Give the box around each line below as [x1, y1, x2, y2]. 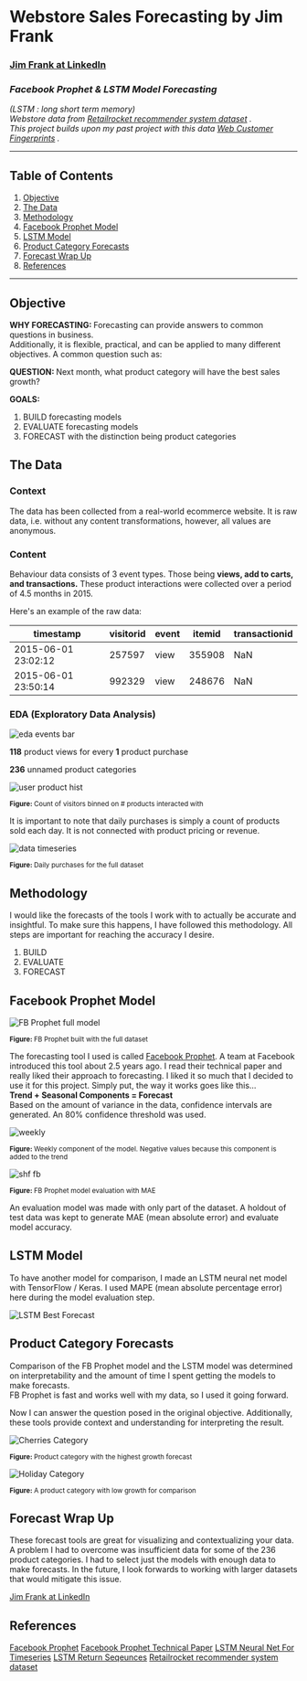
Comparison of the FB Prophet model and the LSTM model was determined [9, 1360, 293, 1371]
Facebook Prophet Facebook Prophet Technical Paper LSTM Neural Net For [9, 1643, 295, 1654]
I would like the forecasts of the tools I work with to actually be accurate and [9, 910, 297, 920]
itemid [193, 628, 221, 641]
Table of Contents [9, 167, 114, 184]
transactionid [233, 628, 293, 641]
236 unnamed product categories [9, 764, 137, 775]
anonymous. [9, 525, 57, 536]
